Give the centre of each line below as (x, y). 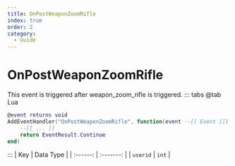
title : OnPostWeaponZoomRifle (52, 14)
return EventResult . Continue (63, 135)
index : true (25, 20)
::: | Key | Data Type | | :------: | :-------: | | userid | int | (89, 155)
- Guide (25, 40)
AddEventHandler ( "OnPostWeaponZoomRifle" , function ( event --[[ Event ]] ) (118, 121)
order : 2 (20, 27)
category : (22, 34)
